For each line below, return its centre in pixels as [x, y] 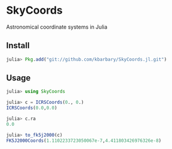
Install [18, 46]
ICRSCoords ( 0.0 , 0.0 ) [32, 108]
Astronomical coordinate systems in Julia [57, 27]
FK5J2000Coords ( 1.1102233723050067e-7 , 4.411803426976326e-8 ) [84, 141]
